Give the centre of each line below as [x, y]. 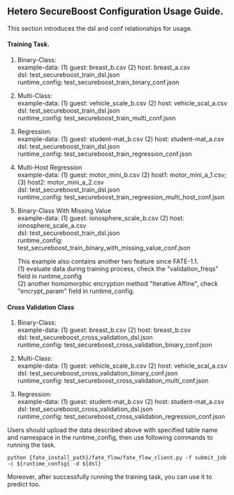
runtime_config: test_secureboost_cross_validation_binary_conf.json [115, 345]
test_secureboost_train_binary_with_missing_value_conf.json [104, 248]
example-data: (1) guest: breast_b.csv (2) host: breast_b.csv [104, 330]
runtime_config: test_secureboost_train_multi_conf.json [96, 118]
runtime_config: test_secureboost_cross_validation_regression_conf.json [121, 417]
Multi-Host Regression [50, 168]
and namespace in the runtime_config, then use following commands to [110, 438]
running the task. [31, 445]
